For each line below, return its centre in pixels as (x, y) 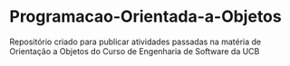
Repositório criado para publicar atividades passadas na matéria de (135, 42)
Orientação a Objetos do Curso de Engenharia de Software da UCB (135, 51)
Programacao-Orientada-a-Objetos (146, 17)
